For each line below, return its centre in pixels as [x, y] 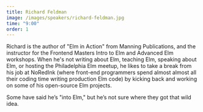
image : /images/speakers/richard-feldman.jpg [65, 18]
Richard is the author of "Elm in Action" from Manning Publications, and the [101, 47]
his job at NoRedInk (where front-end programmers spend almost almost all [102, 73]
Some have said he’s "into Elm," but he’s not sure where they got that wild [99, 97]
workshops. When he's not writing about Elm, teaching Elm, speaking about [102, 59]
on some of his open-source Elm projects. [59, 86]
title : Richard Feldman [37, 12]
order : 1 [17, 29]
